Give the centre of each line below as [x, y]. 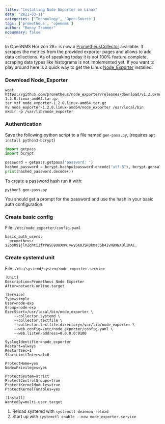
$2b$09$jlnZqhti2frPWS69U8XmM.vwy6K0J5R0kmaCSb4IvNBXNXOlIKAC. [71, 245]
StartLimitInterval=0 [27, 355]
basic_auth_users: [24, 237]
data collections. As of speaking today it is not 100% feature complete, [77, 57]
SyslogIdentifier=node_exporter [38, 342]
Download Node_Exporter [36, 80]
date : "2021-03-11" [25, 14]
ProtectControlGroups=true [33, 381]
